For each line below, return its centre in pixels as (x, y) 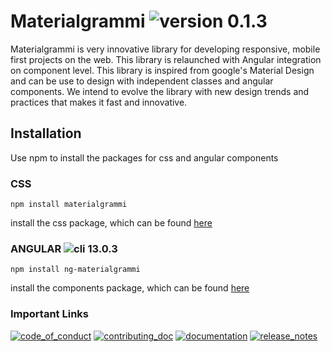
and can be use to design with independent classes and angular (142, 81)
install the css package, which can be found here (111, 223)
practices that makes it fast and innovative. (99, 102)
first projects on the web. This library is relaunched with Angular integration (166, 59)
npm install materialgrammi (69, 205)
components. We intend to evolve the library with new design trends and (160, 91)
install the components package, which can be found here (130, 288)
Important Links (49, 314)
